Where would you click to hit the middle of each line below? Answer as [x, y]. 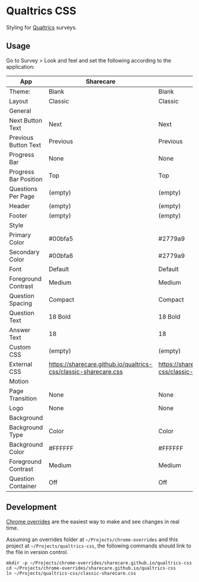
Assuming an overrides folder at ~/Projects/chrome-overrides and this [92, 539]
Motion [19, 381]
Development [32, 507]
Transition [23, 398]
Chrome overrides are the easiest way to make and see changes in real [93, 521]
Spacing [21, 303]
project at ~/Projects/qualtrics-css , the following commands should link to [99, 546]
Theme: [20, 92]
